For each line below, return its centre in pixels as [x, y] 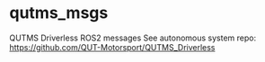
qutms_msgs [59, 13]
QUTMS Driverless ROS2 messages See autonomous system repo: [133, 38]
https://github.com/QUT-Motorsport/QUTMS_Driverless [112, 47]
